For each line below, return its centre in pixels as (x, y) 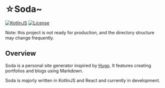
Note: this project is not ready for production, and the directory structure (80, 32)
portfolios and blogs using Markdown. (44, 71)
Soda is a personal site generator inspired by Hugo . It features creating (78, 65)
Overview (21, 53)
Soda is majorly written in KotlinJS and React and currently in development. (83, 80)
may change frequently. (29, 38)
